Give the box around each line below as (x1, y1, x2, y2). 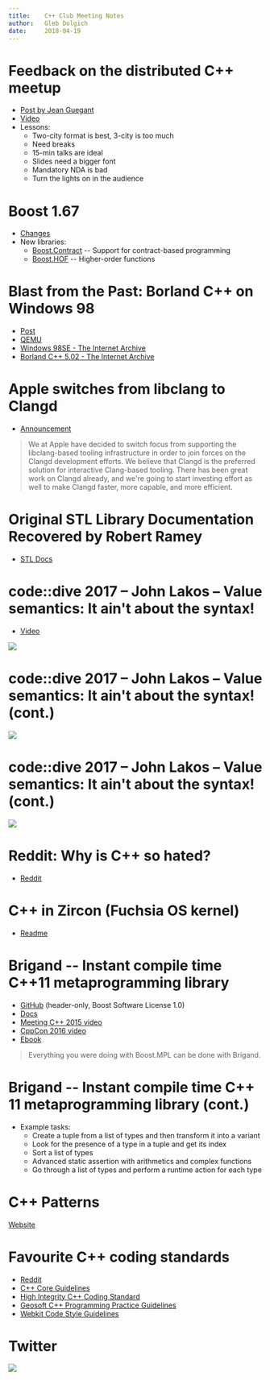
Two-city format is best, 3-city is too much (31, 131, 175, 141)
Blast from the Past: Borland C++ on (8, 283, 254, 300)
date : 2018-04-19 (8, 27, 81, 35)
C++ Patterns (8, 1193, 100, 1211)
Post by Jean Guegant (19, 106, 94, 115)
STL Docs (19, 554, 53, 564)
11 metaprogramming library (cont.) (8, 1095, 250, 1113)
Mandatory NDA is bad (31, 165, 108, 175)
